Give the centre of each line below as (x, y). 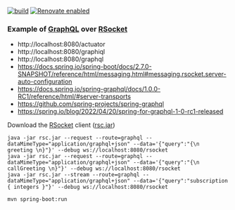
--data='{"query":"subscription (181, 181)
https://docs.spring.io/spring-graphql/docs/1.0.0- (89, 89)
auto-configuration (45, 81)
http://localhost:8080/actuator (61, 44)
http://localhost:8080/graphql (61, 59)
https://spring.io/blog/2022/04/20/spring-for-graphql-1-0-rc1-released (120, 112)
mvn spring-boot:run (38, 199)
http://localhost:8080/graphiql (61, 52)
